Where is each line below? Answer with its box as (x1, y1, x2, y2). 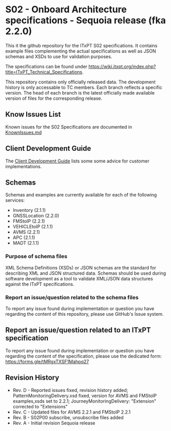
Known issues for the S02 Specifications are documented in (5, 123, 132, 130)
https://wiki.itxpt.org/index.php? (88, 63, 156, 69)
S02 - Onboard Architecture (5, 4, 127, 15)
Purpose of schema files (5, 253, 68, 260)
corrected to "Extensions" (12, 403, 68, 409)
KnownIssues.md (5, 129, 42, 135)
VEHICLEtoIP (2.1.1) (12, 224, 53, 230)
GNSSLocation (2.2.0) (12, 212, 60, 219)
